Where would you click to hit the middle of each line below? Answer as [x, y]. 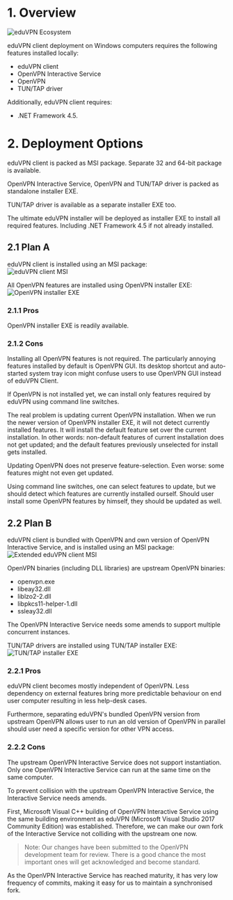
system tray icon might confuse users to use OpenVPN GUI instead [125, 373]
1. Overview [42, 13]
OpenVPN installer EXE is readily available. [68, 326]
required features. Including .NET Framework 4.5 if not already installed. [111, 225]
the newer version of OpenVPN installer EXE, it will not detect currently [109, 423]
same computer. [31, 777]
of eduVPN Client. [33, 381]
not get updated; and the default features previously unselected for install [113, 445]
